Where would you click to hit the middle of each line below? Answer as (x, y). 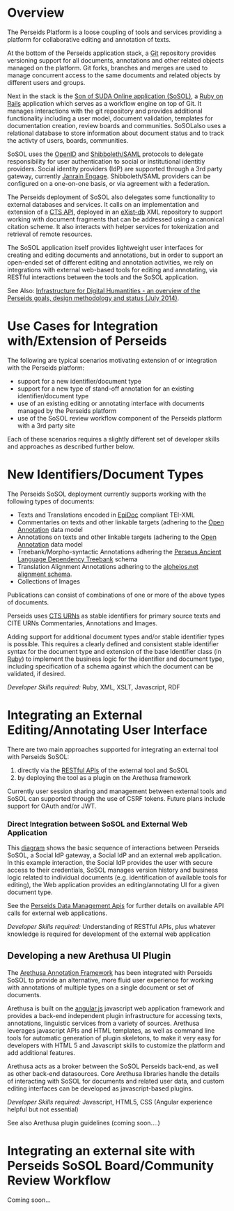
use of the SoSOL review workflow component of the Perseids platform (119, 418)
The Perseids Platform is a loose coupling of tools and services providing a (115, 32)
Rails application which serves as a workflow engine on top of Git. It (104, 103)
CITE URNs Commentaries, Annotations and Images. (83, 623)
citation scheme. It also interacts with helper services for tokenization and (113, 226)
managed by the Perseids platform (67, 411)
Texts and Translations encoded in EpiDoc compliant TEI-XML (106, 515)
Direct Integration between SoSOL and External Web (97, 824)
